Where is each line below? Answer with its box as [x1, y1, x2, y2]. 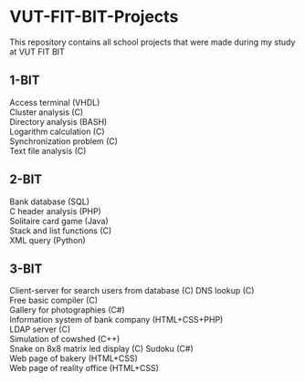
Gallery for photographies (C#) [9, 305, 125, 315]
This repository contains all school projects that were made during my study [9, 36, 296, 47]
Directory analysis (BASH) [9, 116, 108, 127]
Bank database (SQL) [9, 196, 89, 207]
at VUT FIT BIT [9, 46, 66, 57]
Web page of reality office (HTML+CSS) [9, 363, 160, 374]
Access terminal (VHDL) [9, 97, 100, 108]
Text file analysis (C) [9, 145, 87, 156]
